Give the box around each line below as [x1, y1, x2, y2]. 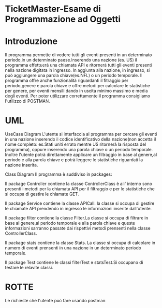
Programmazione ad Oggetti [5, 14, 121, 25]
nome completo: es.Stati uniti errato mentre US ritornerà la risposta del [5, 141, 146, 147]
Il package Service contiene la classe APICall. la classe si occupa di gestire [5, 200, 155, 206]
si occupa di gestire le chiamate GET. [5, 191, 79, 197]
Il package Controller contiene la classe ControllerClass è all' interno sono [5, 181, 152, 187]
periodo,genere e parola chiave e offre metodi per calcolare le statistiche [5, 83, 150, 89]
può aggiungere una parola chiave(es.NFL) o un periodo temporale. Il [5, 73, 143, 78]
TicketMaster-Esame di [5, 3, 101, 15]
